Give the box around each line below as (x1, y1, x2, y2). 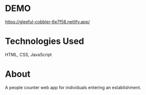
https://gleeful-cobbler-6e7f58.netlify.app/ (5, 19, 90, 25)
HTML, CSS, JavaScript (5, 52, 52, 57)
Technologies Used (5, 36, 85, 47)
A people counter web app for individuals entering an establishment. (5, 84, 142, 90)
